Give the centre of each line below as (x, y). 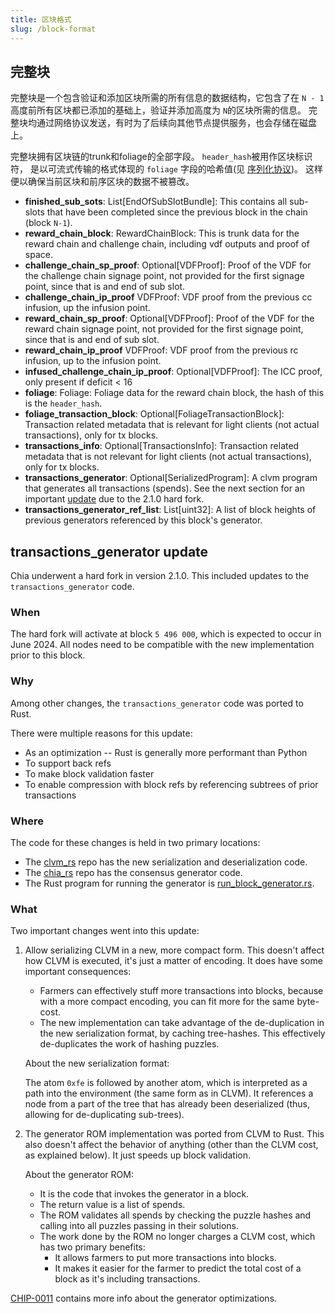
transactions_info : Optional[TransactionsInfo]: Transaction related (162, 446)
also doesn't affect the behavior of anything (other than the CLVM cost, (171, 1145)
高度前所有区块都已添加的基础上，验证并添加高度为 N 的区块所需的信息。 (158, 110)
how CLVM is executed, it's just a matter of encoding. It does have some (173, 961)
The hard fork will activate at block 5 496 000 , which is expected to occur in (166, 634)
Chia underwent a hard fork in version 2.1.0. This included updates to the (160, 576)
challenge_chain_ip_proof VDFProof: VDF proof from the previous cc (168, 297)
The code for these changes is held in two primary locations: (135, 843)
